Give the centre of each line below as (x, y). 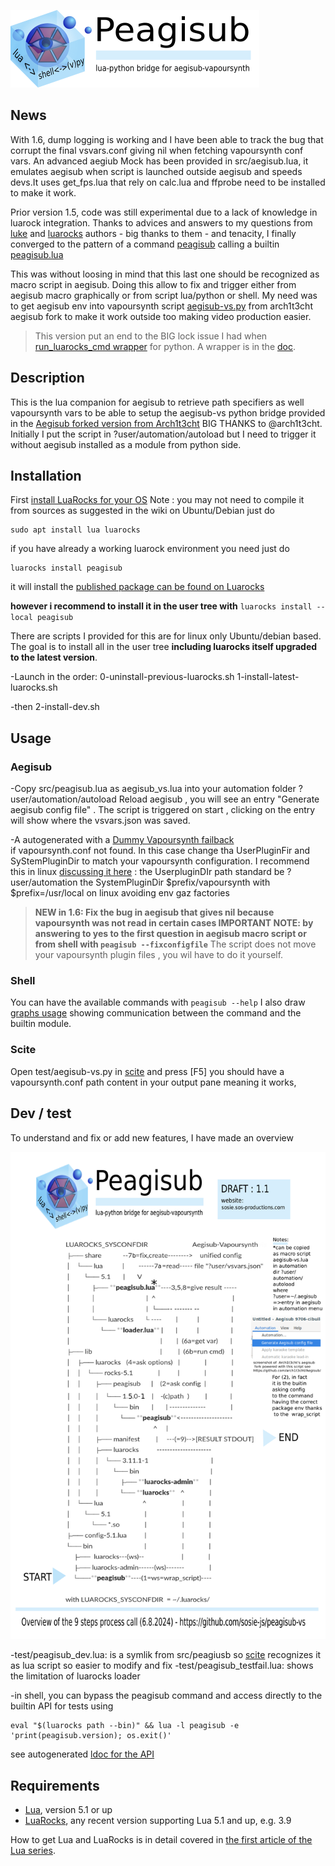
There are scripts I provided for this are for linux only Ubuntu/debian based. (166, 636)
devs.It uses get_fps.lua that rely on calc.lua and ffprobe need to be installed (168, 182)
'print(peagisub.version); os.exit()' (91, 1736)
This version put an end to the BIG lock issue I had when (151, 336)
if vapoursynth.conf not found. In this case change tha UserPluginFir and (160, 851)
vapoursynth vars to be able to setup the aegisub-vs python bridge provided (168, 412)
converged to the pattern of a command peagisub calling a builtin (145, 244)
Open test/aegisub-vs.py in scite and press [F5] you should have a (147, 1071)
